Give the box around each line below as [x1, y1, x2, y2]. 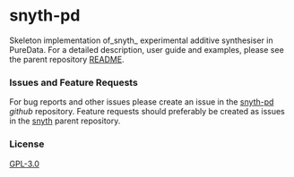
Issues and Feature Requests [9, 76, 139, 88]
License [9, 138, 45, 150]
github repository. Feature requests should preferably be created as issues [9, 106, 285, 117]
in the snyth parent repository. [9, 115, 121, 126]
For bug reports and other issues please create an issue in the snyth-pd [9, 97, 274, 107]
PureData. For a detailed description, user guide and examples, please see [9, 44, 284, 55]
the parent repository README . [9, 54, 125, 64]
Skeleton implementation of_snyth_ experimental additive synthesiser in [9, 35, 273, 46]
